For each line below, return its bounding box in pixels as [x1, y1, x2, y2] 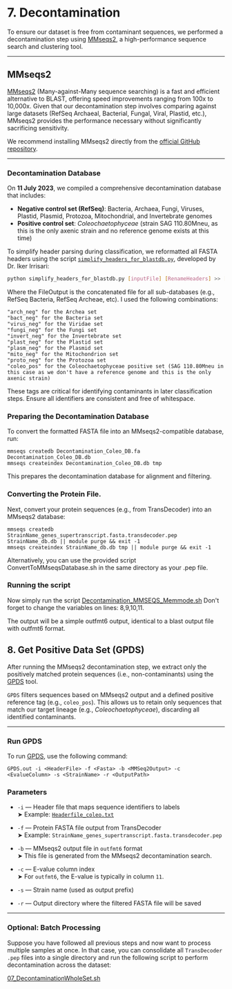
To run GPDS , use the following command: [7, 752, 128, 760]
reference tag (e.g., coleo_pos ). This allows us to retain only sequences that [7, 698, 222, 706]
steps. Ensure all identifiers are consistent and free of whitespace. [7, 394, 195, 402]
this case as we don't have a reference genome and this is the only [7, 369, 212, 375]
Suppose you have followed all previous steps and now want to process [7, 939, 211, 947]
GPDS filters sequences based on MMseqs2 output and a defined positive [7, 690, 214, 698]
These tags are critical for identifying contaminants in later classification [7, 386, 213, 395]
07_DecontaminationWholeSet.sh [7, 974, 101, 982]
